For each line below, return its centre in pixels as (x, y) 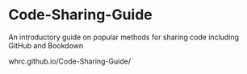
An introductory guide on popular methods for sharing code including (124, 37)
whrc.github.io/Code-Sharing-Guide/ (70, 61)
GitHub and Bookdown (46, 45)
